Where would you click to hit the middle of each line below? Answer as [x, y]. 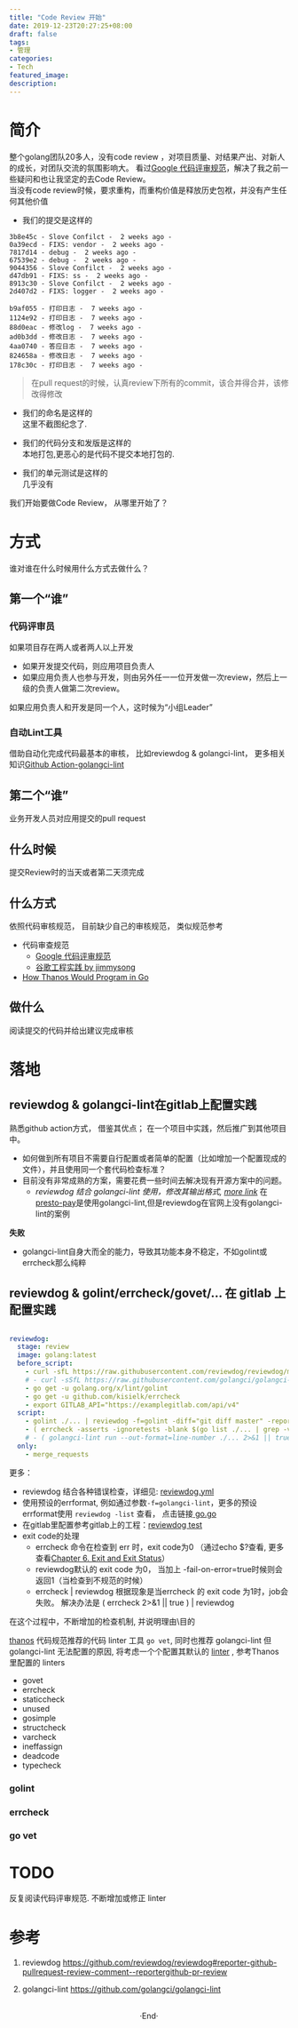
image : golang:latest [57, 1355]
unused [36, 1708]
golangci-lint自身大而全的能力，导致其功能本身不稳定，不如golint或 [145, 1251]
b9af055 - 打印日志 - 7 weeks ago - [76, 308]
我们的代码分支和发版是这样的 [76, 443]
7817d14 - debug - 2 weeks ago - [73, 252]
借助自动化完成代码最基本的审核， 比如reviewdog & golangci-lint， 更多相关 [148, 754]
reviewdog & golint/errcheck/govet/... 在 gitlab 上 [148, 1293]
